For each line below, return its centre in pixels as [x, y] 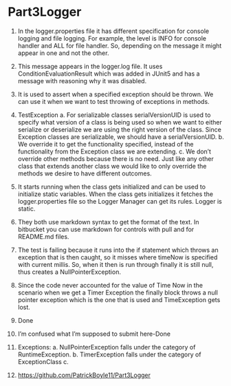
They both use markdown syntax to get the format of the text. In [108, 222]
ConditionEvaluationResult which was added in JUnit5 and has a [109, 74]
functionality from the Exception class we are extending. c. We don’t [114, 151]
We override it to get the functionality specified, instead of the [106, 144]
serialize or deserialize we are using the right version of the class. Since [120, 129]
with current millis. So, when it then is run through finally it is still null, [115, 264]
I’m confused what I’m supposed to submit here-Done [94, 334]
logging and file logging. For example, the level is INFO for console [112, 38]
